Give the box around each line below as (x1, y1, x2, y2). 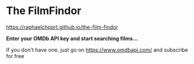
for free (6, 52, 25, 59)
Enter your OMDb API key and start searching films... (6, 35, 138, 42)
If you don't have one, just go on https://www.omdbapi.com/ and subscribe (6, 46, 188, 53)
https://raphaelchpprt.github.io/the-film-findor (6, 23, 119, 31)
